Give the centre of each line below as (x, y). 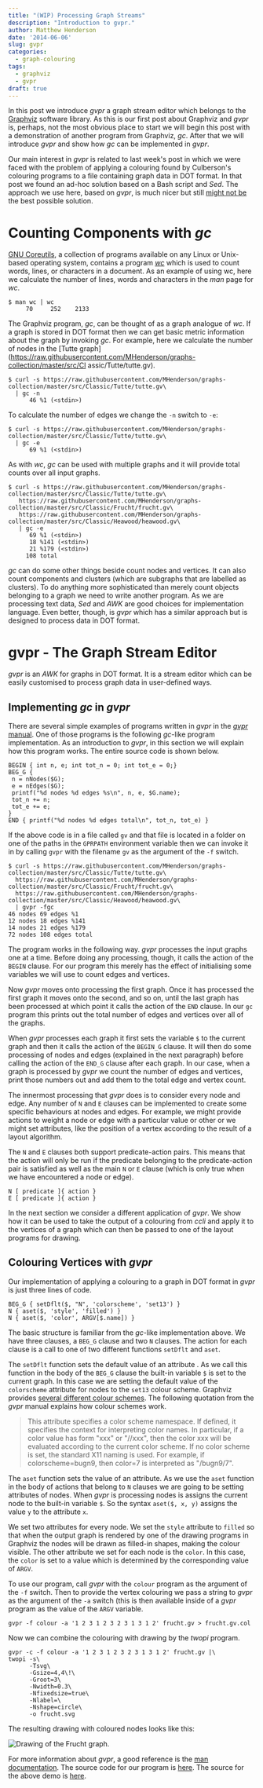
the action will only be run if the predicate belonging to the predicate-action (130, 1161)
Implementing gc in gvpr (69, 707)
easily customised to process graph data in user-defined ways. (110, 682)
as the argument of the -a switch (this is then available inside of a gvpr (122, 1600)
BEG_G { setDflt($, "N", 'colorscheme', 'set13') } (94, 1304)
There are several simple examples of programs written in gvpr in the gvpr (128, 726)
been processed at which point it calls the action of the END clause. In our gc (131, 1007)
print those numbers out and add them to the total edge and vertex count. (127, 1080)
